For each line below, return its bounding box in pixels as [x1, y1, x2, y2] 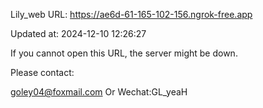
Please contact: [10, 67, 75, 78]
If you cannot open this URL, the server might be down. [10, 47, 238, 59]
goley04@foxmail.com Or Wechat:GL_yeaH [10, 86, 188, 98]
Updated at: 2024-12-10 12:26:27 [10, 28, 147, 39]
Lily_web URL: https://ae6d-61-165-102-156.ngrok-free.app [10, 9, 253, 20]
